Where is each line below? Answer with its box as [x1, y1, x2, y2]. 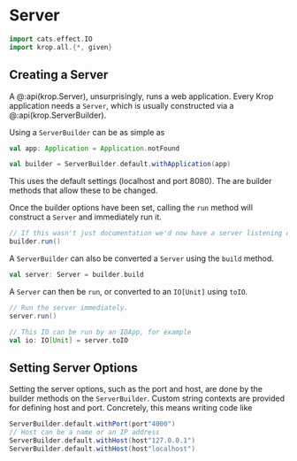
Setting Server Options [9, 360, 139, 375]
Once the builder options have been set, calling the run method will [9, 203, 254, 213]
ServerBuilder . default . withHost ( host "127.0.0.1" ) [9, 435, 196, 445]
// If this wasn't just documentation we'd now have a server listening [9, 229, 283, 238]
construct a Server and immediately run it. [9, 211, 162, 222]
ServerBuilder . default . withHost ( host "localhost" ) [9, 444, 196, 453]
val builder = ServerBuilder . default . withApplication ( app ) [9, 160, 232, 169]
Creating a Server [9, 67, 109, 82]
